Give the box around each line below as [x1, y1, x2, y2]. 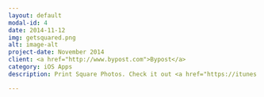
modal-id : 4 [8, 19, 48, 27]
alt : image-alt [8, 41, 59, 49]
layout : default [8, 11, 62, 20]
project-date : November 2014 [8, 48, 105, 56]
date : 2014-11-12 [8, 26, 66, 34]
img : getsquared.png [8, 33, 77, 42]
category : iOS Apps [8, 63, 73, 71]
